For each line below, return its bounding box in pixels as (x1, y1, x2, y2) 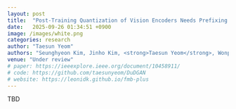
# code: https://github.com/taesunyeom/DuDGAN (7, 69, 146, 76)
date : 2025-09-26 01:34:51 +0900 (7, 23, 112, 30)
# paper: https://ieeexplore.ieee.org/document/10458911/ (7, 63, 181, 70)
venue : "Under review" (7, 56, 74, 63)
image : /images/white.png (7, 30, 83, 37)
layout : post (7, 10, 46, 18)
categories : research (7, 37, 71, 44)
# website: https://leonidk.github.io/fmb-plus (7, 75, 150, 83)
